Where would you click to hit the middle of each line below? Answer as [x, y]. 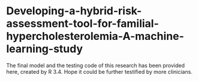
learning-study [44, 49]
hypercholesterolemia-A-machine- [95, 36]
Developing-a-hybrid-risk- [74, 11]
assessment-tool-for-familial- [82, 24]
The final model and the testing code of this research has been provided [95, 65]
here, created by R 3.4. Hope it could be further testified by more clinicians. [100, 71]
